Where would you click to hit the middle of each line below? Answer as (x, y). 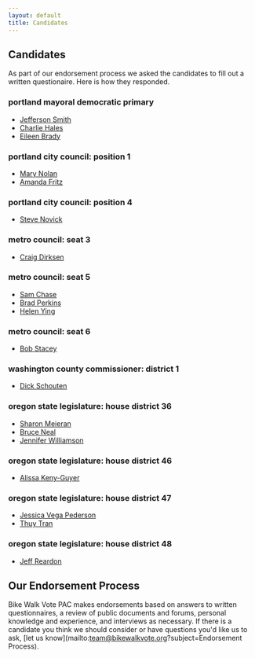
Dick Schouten (43, 386)
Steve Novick (41, 219)
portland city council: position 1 (69, 156)
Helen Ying (37, 311)
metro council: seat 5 (49, 278)
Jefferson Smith (46, 119)
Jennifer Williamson (51, 440)
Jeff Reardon (40, 561)
